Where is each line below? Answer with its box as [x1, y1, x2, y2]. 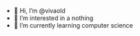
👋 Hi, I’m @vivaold [13, 7, 66, 15]
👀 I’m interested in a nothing [13, 14, 94, 22]
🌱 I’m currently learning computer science [13, 21, 133, 29]
